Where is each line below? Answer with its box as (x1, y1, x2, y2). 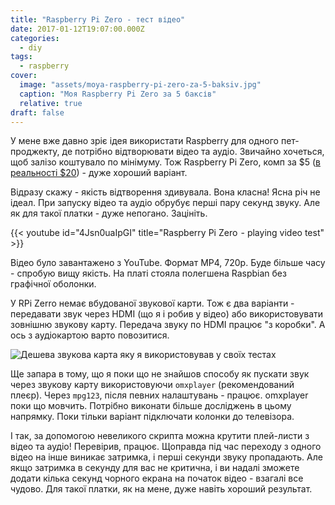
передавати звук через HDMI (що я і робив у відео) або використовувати (10, 308, 324, 320)
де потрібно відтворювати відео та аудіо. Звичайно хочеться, (61, 146, 325, 158)
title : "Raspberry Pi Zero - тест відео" (10, 14, 186, 25)
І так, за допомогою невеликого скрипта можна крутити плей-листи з (10, 430, 310, 442)
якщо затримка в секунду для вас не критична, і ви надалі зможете (10, 462, 300, 474)
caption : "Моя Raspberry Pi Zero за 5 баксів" (19, 89, 217, 99)
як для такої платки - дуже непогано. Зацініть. (10, 207, 208, 220)
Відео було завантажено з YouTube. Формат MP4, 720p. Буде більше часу (10, 257, 326, 269)
